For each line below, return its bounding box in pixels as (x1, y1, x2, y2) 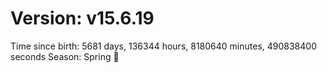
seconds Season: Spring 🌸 (10, 50, 120, 62)
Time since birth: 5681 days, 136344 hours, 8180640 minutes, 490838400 (10, 40, 317, 52)
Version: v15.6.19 (10, 7, 155, 30)
